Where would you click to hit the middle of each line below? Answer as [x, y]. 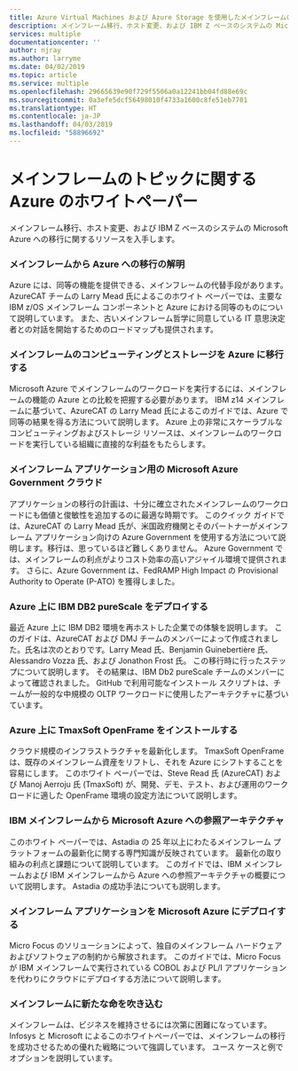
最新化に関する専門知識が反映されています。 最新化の [169, 853]
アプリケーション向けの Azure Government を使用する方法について [156, 536]
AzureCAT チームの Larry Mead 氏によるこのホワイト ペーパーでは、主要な [146, 296]
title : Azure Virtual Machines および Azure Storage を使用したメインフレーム [148, 17]
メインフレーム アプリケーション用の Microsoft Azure [124, 469]
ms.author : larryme [45, 59]
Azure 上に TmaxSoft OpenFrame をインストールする [124, 730]
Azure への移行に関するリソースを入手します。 [94, 238]
